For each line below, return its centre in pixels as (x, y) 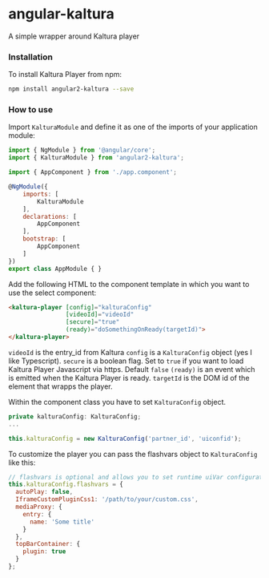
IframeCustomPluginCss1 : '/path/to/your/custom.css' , (107, 499)
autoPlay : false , (44, 492)
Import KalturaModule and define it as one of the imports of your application (133, 127)
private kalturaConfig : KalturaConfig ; (75, 416)
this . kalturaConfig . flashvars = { (66, 485)
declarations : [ (50, 216)
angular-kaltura (61, 14)
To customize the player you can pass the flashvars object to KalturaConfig (133, 454)
